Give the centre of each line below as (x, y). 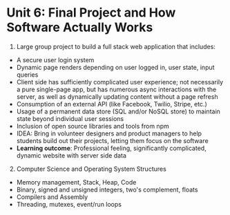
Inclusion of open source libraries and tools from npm (93, 126)
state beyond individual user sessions (70, 118)
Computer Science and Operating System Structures (91, 169)
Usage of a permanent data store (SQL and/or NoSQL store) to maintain (118, 111)
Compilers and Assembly (52, 197)
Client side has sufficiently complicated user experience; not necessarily (120, 82)
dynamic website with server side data (71, 155)
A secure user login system (55, 59)
